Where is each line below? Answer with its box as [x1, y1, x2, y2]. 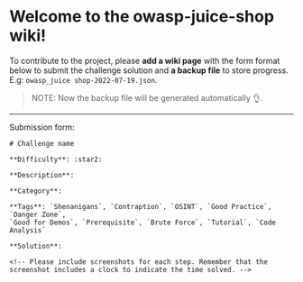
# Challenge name [9, 139, 75, 148]
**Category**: [9, 186, 63, 196]
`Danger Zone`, [9, 210, 67, 219]
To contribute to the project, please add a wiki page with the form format [9, 55, 280, 66]
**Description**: [9, 170, 75, 179]
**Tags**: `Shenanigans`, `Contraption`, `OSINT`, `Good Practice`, [9, 202, 272, 211]
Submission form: [9, 122, 75, 132]
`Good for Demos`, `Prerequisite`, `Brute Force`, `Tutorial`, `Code [9, 218, 277, 227]
